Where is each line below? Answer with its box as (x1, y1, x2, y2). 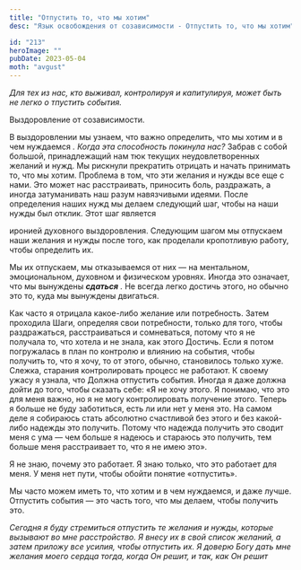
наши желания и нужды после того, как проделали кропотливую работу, (9, 235, 289, 245)
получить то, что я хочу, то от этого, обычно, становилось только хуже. (9, 355, 284, 366)
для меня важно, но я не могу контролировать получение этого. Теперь (9, 394, 288, 404)
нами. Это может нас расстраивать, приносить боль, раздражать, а (9, 180, 271, 189)
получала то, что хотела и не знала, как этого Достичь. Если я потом (9, 337, 275, 346)
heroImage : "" (9, 46, 63, 55)
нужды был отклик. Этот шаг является (9, 208, 157, 218)
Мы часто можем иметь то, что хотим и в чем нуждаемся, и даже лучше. (9, 486, 292, 496)
